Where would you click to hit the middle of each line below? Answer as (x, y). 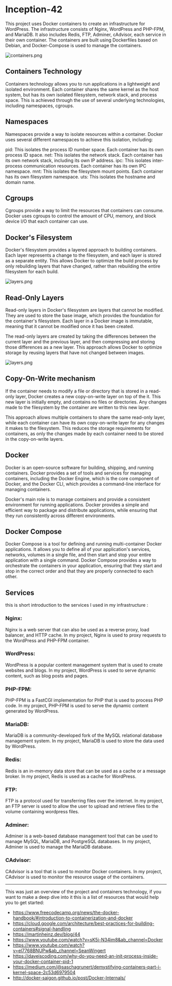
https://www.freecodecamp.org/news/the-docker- (66, 912)
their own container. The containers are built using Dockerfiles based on (81, 40)
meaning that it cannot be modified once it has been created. (70, 326)
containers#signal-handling (42, 929)
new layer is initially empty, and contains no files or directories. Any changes (86, 402)
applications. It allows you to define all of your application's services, (78, 549)
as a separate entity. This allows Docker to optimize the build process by (82, 261)
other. (12, 577)
